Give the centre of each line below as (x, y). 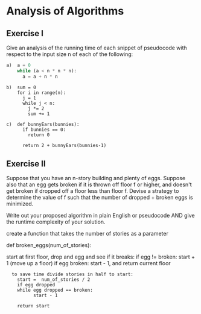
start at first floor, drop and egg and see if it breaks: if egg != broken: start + (101, 257)
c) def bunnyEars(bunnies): (43, 124)
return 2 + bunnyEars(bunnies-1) (64, 145)
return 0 (39, 135)
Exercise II (26, 164)
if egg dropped (36, 285)
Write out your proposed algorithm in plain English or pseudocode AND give (101, 216)
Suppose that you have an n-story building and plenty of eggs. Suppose (96, 178)
